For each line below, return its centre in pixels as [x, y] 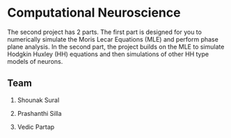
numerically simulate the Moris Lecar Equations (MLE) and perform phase [113, 39]
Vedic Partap [36, 127]
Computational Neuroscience [94, 13]
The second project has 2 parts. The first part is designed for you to [104, 32]
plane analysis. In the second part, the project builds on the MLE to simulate [116, 46]
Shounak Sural [38, 100]
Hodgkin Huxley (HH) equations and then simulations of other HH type [108, 54]
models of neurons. [35, 61]
